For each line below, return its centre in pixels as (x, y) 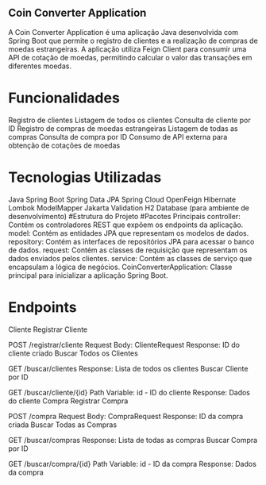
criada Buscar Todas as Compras (63, 425)
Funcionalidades (64, 98)
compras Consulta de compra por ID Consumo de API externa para (118, 137)
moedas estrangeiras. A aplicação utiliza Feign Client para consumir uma (127, 49)
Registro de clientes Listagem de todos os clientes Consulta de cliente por (130, 120)
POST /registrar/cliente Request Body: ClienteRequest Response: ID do (124, 345)
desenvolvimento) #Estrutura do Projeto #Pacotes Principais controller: (124, 216)
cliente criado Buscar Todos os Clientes (73, 353)
